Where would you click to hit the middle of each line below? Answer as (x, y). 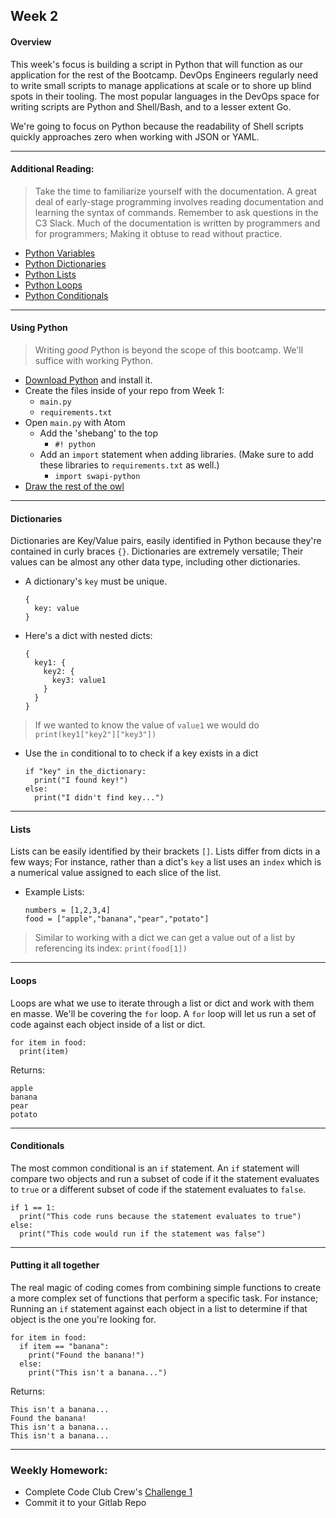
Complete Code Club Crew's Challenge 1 (108, 1492)
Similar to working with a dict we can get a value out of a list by (165, 938)
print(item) (44, 1051)
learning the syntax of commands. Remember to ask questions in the (176, 212)
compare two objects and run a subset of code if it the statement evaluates (165, 1178)
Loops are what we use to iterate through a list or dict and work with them (162, 1003)
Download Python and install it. (88, 380)
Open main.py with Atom (75, 422)
